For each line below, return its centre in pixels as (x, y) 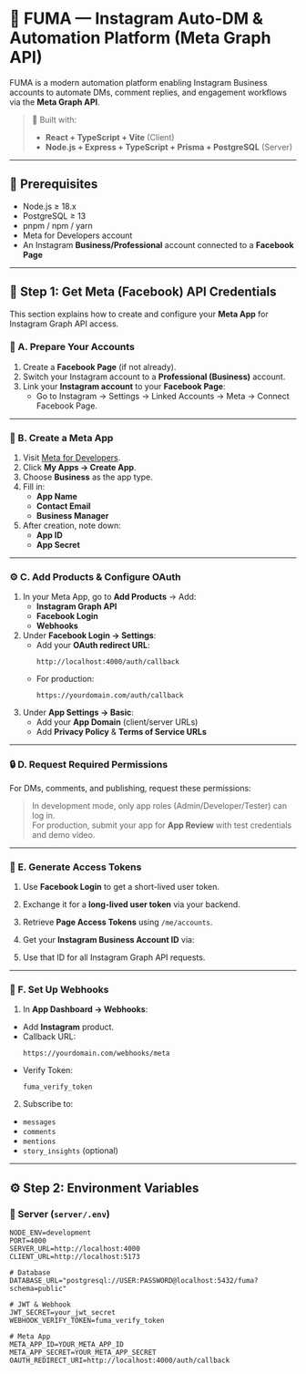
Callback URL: (49, 1037)
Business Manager (72, 516)
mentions (39, 1142)
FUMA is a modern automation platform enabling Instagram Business (138, 82)
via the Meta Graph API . (55, 102)
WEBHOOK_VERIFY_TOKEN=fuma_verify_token (87, 1321)
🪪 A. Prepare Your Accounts (72, 347)
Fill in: (34, 487)
